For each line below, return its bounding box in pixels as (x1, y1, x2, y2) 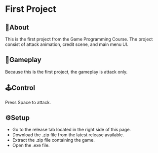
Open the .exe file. (12, 142, 50, 149)
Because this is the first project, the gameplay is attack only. (5, 69, 128, 75)
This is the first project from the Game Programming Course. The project (5, 36, 153, 42)
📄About (5, 23, 29, 32)
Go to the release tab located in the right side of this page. (12, 127, 131, 133)
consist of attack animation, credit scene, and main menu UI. (5, 41, 128, 47)
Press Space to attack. (5, 99, 51, 105)
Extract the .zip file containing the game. (12, 137, 95, 143)
